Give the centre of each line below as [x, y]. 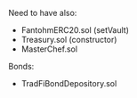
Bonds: [21, 66]
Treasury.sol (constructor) [69, 40]
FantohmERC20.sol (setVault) [75, 30]
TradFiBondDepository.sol [69, 83]
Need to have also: [43, 13]
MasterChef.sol [49, 49]
